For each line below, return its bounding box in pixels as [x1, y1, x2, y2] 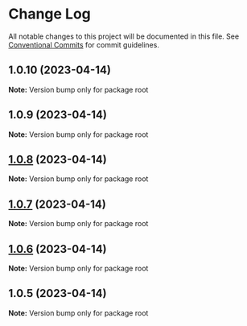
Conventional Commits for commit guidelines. [8, 39, 159, 49]
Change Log [8, 5, 91, 23]
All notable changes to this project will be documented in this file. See [8, 31, 240, 41]
